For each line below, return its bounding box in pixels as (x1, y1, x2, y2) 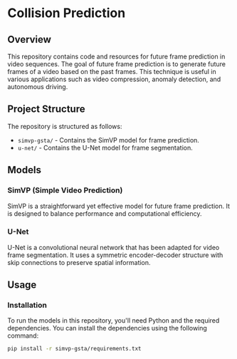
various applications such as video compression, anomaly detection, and (7, 75, 221, 83)
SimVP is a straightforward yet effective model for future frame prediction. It (7, 202, 230, 210)
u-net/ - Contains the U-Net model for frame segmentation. (17, 143, 194, 152)
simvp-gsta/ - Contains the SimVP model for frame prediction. (17, 135, 199, 144)
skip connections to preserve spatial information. (7, 258, 151, 266)
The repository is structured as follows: (7, 122, 122, 130)
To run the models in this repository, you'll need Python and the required (7, 316, 220, 325)
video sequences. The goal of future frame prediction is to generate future (7, 60, 226, 68)
